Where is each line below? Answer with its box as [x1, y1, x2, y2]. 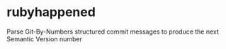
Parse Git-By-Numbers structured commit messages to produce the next [6, 27, 219, 36]
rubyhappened [6, 4, 96, 20]
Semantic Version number [6, 34, 83, 43]
